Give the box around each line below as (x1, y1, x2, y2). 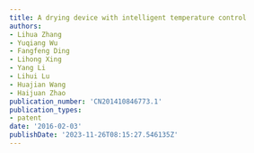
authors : (9, 22, 42, 31)
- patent (9, 113, 42, 122)
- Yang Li (9, 64, 47, 73)
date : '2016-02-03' (9, 122, 83, 131)
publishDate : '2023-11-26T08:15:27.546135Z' (9, 130, 179, 139)
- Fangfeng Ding (9, 47, 70, 56)
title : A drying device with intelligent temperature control (9, 13, 247, 22)
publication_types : (9, 105, 83, 114)
